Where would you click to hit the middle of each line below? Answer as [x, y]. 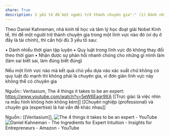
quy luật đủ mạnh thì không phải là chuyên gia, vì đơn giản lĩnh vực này [79, 76]
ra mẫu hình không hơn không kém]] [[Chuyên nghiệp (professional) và [79, 101]
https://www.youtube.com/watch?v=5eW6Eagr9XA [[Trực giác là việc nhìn [83, 96]
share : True [18, 10]
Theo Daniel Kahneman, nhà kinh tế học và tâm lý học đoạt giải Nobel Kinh [83, 29]
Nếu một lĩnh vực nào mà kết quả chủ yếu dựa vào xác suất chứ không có [82, 70]
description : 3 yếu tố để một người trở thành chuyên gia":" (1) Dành [81, 15]
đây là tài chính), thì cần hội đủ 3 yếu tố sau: [51, 40]
